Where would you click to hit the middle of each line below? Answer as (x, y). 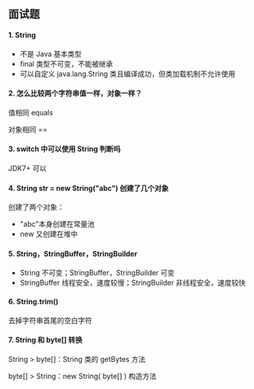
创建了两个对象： (36, 207)
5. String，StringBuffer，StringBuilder (73, 254)
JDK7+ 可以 (27, 168)
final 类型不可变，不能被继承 (66, 64)
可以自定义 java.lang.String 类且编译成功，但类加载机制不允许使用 (127, 73)
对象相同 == (28, 129)
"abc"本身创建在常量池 (57, 224)
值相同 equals (31, 112)
